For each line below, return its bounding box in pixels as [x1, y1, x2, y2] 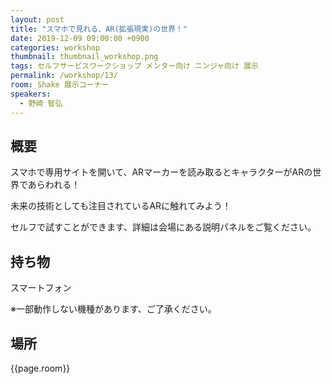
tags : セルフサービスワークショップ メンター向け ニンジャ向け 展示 [10, 61, 259, 71]
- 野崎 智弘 [19, 98, 63, 108]
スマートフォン [10, 282, 72, 294]
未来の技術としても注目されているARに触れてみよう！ [10, 200, 232, 212]
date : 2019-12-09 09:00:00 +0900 [10, 33, 150, 43]
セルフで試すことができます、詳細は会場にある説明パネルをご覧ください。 [10, 221, 317, 233]
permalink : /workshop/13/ [10, 71, 118, 81]
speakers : [10, 89, 52, 99]
